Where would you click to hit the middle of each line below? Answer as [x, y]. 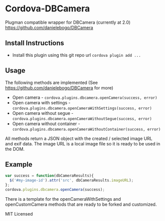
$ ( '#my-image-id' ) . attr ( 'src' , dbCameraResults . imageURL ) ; [72, 180]
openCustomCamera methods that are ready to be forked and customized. [81, 204]
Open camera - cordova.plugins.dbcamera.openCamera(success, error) [85, 97]
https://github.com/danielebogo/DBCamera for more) [59, 88]
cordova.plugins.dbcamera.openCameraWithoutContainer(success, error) [86, 129]
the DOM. [15, 149]
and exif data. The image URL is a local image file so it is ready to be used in [83, 143]
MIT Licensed [19, 214]
